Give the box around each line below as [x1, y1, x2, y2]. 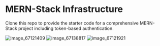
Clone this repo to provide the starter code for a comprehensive [5, 20, 139, 26]
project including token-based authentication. [18, 25, 114, 31]
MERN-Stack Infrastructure [5, 3, 123, 15]
